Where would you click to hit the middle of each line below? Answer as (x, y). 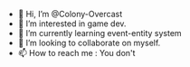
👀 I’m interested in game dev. (72, 24)
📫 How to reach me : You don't (76, 53)
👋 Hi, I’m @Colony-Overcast (70, 14)
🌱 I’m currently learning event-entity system (100, 33)
